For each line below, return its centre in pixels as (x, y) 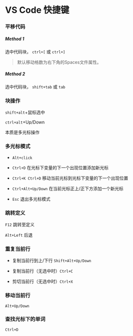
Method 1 (15, 39)
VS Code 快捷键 (37, 10)
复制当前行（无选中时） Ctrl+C (42, 271)
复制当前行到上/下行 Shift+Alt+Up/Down (52, 261)
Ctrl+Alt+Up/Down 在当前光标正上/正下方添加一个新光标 (68, 188)
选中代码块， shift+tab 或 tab (35, 87)
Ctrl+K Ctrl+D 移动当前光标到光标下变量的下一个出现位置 (70, 178)
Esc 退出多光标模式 (31, 199)
